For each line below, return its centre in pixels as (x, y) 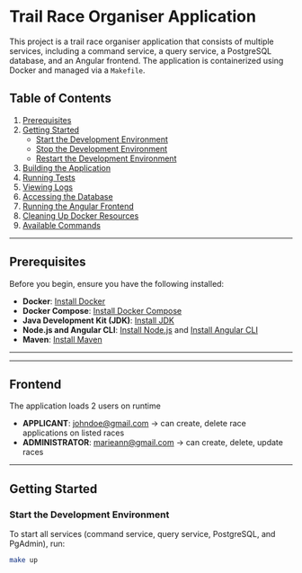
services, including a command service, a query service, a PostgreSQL (141, 50)
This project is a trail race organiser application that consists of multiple (142, 41)
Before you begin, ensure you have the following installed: (117, 283)
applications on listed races (73, 433)
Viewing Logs (48, 187)
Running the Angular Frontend (78, 206)
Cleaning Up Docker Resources (80, 215)
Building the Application (66, 167)
